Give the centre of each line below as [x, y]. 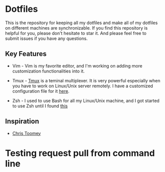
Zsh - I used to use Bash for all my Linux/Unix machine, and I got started [86, 101]
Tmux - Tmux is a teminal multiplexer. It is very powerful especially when [86, 80]
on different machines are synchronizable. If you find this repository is [77, 28]
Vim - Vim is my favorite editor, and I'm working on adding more [77, 66]
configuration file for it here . [41, 91]
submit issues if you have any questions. [46, 38]
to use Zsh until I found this [40, 106]
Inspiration [22, 121]
